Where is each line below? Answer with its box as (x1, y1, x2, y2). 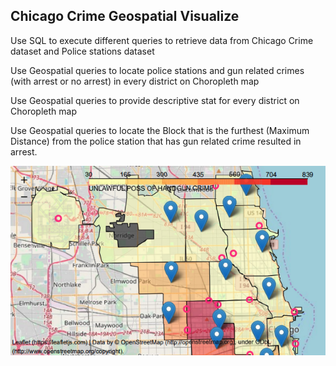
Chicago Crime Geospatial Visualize (10, 8, 240, 25)
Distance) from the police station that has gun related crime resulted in (10, 135, 302, 147)
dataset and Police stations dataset (10, 45, 155, 57)
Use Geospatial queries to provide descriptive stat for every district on (10, 94, 300, 106)
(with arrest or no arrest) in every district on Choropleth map (10, 75, 260, 87)
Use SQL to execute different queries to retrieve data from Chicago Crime (10, 34, 314, 46)
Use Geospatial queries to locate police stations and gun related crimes (10, 64, 305, 76)
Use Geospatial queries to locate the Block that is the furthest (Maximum (10, 124, 310, 136)
